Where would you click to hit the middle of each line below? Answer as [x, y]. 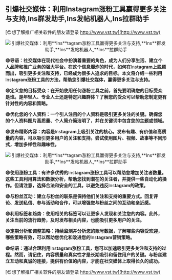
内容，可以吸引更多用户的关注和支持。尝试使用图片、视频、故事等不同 [88, 138]
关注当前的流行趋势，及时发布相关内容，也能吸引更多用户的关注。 [75, 220]
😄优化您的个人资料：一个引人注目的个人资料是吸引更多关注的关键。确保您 [84, 114]
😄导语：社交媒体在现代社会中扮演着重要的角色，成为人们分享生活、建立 [82, 60]
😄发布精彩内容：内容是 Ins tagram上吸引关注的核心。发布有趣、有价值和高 [84, 131]
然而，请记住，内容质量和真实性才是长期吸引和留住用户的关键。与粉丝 [88, 254]
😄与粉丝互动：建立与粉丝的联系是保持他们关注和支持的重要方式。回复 [79, 196]
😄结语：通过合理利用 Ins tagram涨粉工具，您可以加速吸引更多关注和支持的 [84, 248]
